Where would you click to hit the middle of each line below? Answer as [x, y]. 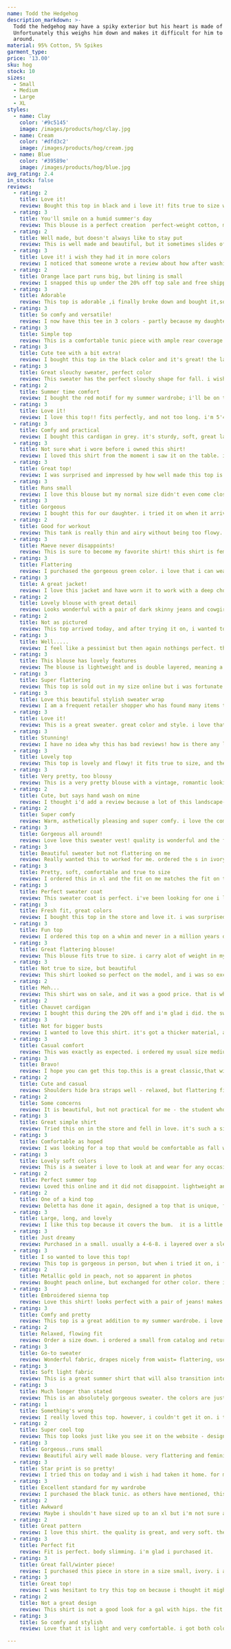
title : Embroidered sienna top [64, 1295]
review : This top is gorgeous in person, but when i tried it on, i [120, 1263]
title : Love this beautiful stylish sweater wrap [92, 699]
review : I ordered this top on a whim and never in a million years [120, 936]
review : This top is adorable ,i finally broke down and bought [113, 302]
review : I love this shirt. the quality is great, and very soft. [117, 1532]
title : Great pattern [50, 1526]
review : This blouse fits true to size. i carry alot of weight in [118, 955]
